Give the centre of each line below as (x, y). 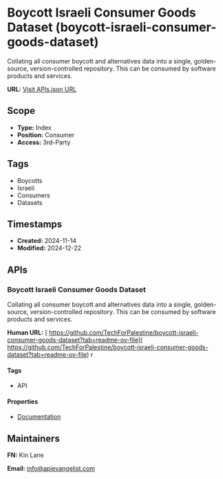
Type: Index (34, 127)
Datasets (30, 202)
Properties (23, 401)
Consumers (33, 195)
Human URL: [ (28, 333)
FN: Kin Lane (25, 455)
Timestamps (35, 224)
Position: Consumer (46, 135)
